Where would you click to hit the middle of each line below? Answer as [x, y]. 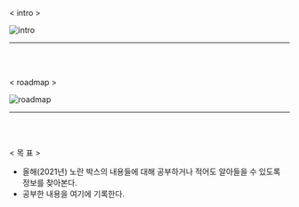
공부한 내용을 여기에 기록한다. [73, 194]
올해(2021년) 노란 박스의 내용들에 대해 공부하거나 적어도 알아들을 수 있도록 [151, 171]
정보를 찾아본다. [49, 183]
